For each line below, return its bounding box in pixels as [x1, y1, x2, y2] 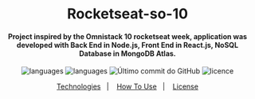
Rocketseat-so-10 [66, 5, 189, 23]
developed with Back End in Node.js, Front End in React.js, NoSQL [16, 40, 239, 49]
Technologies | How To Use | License [56, 81, 199, 92]
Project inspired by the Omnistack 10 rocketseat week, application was [8, 31, 247, 41]
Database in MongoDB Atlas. [78, 49, 177, 58]
